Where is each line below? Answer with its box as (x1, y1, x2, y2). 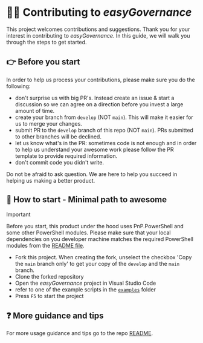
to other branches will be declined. (14, 133, 101, 140)
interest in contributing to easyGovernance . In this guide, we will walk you (6, 32, 190, 39)
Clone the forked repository (14, 273, 84, 280)
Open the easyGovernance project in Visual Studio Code (14, 279, 156, 287)
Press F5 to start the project (14, 292, 84, 299)
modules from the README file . (6, 242, 85, 249)
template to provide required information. (14, 152, 118, 160)
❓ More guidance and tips (6, 310, 104, 321)
